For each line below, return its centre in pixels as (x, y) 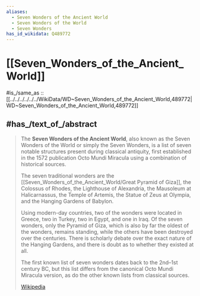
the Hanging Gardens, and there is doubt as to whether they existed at (107, 244)
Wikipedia (33, 286)
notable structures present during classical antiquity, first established (106, 151)
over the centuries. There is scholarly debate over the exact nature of (106, 238)
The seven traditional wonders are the (67, 176)
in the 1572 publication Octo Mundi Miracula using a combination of (104, 158)
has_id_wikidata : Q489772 (38, 34)
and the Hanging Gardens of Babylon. (67, 201)
